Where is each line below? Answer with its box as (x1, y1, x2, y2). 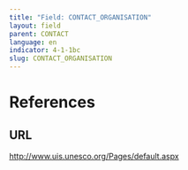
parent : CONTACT (9, 29, 69, 38)
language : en (9, 37, 57, 47)
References (9, 92, 95, 112)
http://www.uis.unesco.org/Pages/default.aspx (9, 151, 179, 161)
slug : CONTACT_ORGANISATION (9, 54, 113, 63)
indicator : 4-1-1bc (9, 46, 81, 55)
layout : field (9, 21, 62, 30)
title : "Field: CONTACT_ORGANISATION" (9, 12, 152, 22)
